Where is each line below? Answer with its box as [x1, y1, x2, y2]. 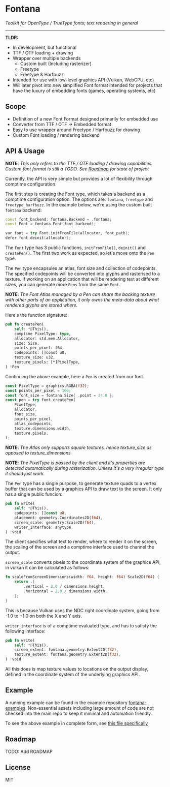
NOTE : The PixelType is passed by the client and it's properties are [5, 460, 145, 466]
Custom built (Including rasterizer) [20, 60, 92, 67]
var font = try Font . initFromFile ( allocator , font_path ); [5, 231, 130, 236]
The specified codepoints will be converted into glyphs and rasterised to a [5, 270, 160, 277]
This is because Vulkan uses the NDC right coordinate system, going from [5, 607, 160, 613]
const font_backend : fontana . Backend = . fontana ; [5, 217, 112, 222]
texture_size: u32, [14, 355, 56, 360]
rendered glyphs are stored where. [5, 302, 78, 308]
